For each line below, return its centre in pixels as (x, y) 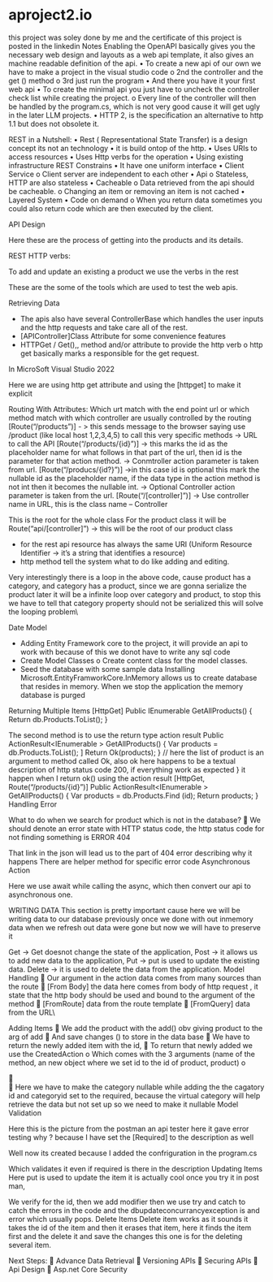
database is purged (52, 695)
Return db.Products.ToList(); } (58, 719)
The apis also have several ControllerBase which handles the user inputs (142, 318)
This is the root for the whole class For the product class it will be (117, 520)
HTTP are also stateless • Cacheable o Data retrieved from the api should (131, 182)
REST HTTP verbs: (39, 256)
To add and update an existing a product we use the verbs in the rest (123, 271)
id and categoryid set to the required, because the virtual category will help (134, 1095)
